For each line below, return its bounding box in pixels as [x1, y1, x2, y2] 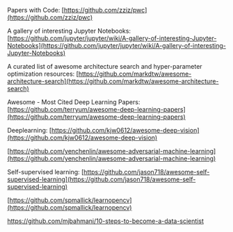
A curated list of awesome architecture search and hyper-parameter [7, 63, 203, 70]
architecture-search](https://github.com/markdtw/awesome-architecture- [7, 77, 219, 85]
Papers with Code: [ [7, 6, 65, 14]
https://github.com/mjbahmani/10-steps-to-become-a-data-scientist [7, 217, 204, 225]
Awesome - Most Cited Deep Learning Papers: [7, 98, 140, 106]
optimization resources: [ [7, 69, 79, 78]
